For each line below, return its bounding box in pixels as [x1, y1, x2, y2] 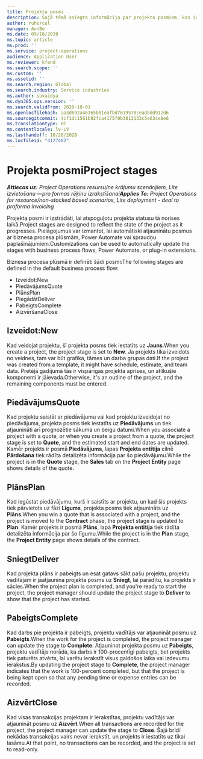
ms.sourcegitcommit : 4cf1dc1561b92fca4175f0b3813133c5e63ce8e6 [7, 115, 169, 121]
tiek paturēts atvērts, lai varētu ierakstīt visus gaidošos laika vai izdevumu [7, 654, 190, 661]
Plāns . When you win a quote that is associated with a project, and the [7, 511, 180, 518]
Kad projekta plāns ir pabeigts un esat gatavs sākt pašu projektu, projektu [7, 570, 190, 577]
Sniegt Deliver [7, 554, 60, 564]
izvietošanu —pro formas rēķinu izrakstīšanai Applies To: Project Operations [7, 190, 197, 197]
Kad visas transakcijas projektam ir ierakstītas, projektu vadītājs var [7, 713, 175, 720]
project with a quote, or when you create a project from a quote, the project [7, 433, 195, 440]
